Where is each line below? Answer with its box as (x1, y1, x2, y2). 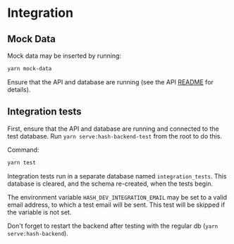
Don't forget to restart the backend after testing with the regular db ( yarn (7, 221, 218, 230)
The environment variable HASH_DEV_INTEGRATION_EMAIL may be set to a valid (7, 193, 228, 201)
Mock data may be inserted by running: (7, 51, 122, 60)
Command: (7, 146, 39, 154)
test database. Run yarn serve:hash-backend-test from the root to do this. (7, 131, 222, 140)
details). (7, 85, 31, 94)
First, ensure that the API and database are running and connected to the (7, 124, 220, 133)
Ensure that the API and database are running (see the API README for (7, 77, 214, 86)
